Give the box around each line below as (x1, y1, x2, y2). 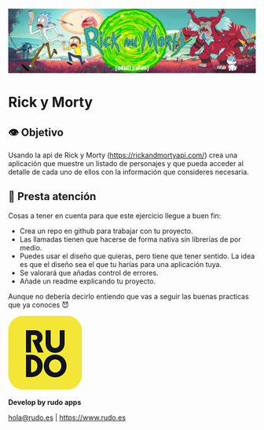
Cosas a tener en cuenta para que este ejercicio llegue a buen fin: (8, 210, 222, 221)
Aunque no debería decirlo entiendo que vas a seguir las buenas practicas (8, 291, 249, 301)
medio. (19, 243, 42, 252)
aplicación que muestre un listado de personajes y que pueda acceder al (8, 158, 244, 168)
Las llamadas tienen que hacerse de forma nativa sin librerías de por (19, 234, 241, 244)
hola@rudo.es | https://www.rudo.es (8, 413, 126, 422)
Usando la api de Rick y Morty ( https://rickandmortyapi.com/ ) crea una (8, 150, 238, 160)
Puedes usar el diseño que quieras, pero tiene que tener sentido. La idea (19, 251, 255, 261)
